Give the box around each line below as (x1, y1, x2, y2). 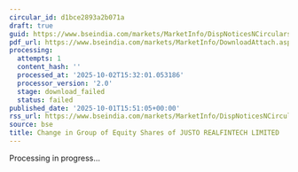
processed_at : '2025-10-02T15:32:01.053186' (17, 71, 184, 80)
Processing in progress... (9, 152, 100, 163)
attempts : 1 (17, 54, 62, 63)
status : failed (17, 95, 74, 105)
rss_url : (9, 112, 42, 121)
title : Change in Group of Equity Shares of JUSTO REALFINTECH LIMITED (9, 129, 279, 137)
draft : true (9, 21, 53, 30)
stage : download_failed (17, 87, 105, 96)
